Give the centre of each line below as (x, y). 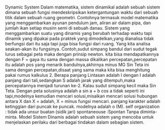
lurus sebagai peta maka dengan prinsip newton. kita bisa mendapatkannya (82, 54)
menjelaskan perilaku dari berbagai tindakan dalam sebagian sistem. (75, 122)
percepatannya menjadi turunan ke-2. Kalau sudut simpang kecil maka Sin (81, 85)
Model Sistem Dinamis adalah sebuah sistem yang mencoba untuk (86, 117)
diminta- (148, 112)
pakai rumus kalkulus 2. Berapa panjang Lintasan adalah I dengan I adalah (81, 75)
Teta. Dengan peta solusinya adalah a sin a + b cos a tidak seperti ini (75, 91)
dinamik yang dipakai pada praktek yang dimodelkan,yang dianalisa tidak (80, 38)
